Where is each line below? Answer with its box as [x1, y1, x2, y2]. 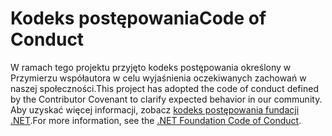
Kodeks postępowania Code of [10, 7, 267, 30]
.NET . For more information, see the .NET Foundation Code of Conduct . [10, 114, 302, 126]
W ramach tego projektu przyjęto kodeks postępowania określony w [10, 61, 292, 73]
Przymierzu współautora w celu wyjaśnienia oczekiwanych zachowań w [10, 72, 307, 84]
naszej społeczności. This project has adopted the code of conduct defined [10, 82, 319, 94]
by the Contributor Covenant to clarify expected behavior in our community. [10, 93, 323, 105]
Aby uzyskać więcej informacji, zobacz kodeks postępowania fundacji [10, 103, 300, 116]
